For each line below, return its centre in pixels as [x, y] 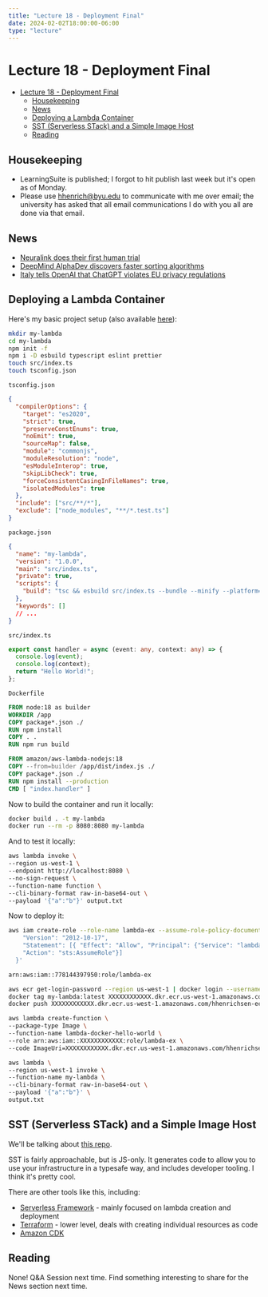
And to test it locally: [42, 841]
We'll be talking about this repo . [60, 1143]
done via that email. [52, 214]
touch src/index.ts [41, 363]
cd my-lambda [30, 341]
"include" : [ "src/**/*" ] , [59, 503]
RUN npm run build [39, 744]
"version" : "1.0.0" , [49, 561]
